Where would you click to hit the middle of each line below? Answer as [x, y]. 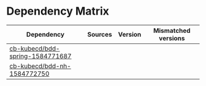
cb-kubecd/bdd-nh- [40, 66]
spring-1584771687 [40, 56]
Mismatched [172, 30]
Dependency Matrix [58, 11]
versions [172, 38]
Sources [100, 34]
